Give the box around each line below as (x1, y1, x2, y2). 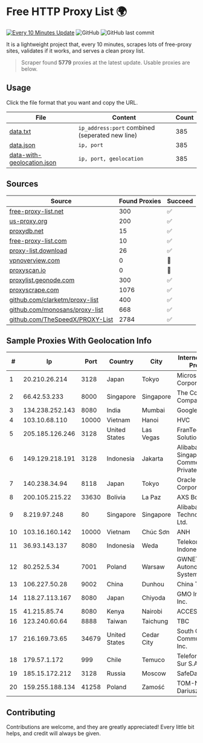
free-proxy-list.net (9, 207, 64, 215)
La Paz (141, 493, 161, 502)
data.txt (9, 127, 31, 136)
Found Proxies (118, 197, 161, 205)
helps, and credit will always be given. (6, 730, 101, 737)
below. (21, 65, 38, 73)
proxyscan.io (9, 266, 47, 274)
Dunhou (141, 580, 164, 589)
